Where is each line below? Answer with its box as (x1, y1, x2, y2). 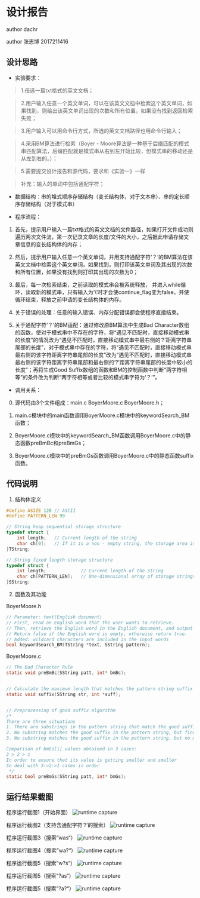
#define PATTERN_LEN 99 (6, 513, 65, 519)
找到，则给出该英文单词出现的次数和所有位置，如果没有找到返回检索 (26, 107, 193, 114)
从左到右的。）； (20, 155, 58, 162)
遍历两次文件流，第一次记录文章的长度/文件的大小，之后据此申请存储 (14, 233, 184, 240)
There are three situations (6, 718, 76, 725)
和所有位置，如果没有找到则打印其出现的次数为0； (14, 268, 139, 275)
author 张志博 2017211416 (6, 38, 68, 45)
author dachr (6, 25, 38, 33)
